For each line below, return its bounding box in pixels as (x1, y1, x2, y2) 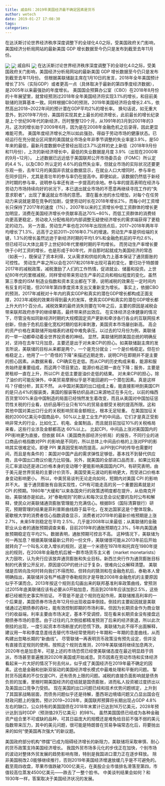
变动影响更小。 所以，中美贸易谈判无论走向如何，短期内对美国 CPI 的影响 (9, 475, 158, 481)
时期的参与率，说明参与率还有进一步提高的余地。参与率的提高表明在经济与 (9, 179, 160, 185)
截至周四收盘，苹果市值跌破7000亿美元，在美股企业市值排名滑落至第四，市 (5, 763, 158, 769)
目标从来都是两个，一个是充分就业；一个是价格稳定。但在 (39, 346, 156, 352)
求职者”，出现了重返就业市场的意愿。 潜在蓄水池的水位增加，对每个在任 (9, 192, 155, 198)
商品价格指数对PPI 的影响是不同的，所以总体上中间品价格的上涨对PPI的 (9, 438, 153, 444)
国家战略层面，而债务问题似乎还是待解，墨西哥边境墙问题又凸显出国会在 (13, 691, 160, 697)
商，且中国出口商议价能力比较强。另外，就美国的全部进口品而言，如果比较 (5, 457, 156, 463)
